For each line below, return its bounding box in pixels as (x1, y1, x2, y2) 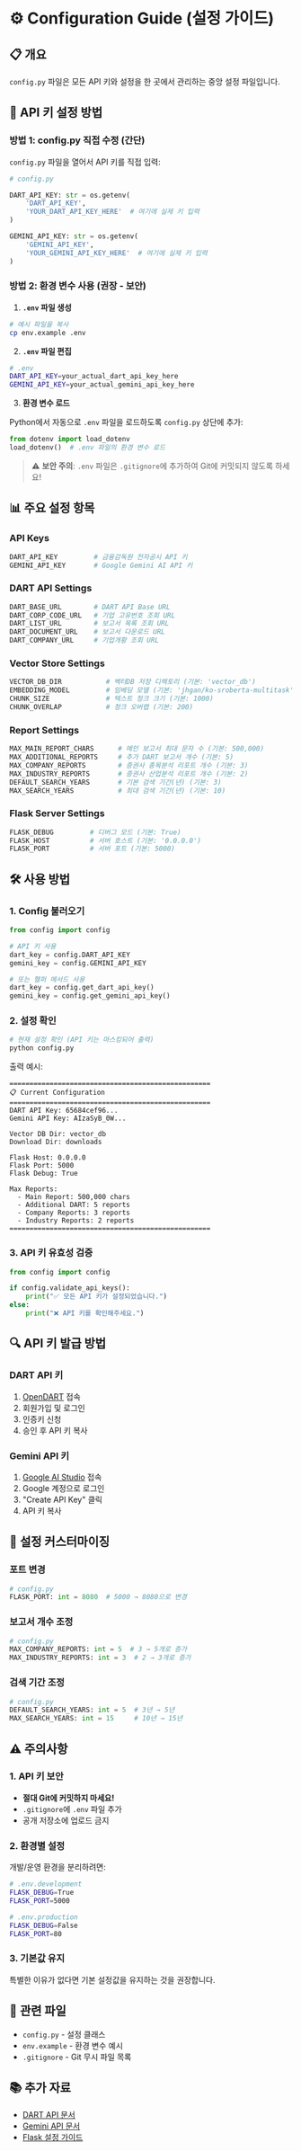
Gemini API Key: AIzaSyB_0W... (9, 1114, 127, 1124)
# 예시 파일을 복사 (9, 320, 69, 329)
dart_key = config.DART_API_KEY (9, 950, 130, 959)
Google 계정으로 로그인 (22, 1482, 105, 1493)
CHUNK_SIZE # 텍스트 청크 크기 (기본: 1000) (9, 694, 214, 704)
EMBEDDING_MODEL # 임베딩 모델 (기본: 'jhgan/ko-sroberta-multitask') (9, 686, 298, 695)
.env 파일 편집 (22, 345, 72, 356)
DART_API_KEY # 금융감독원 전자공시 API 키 (9, 552, 189, 562)
